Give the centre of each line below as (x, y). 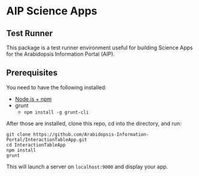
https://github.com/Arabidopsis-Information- (91, 134)
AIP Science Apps (52, 11)
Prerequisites (32, 73)
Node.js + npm (33, 99)
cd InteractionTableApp (36, 145)
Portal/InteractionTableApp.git (47, 139)
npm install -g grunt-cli (56, 112)
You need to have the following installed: (57, 87)
